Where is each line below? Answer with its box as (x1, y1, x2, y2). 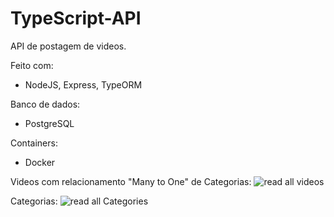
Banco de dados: (10, 98, 81, 110)
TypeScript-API (10, 7, 142, 30)
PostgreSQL (24, 117, 75, 129)
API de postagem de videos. (10, 40, 127, 52)
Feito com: (10, 59, 54, 71)
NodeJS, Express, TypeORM (24, 78, 143, 91)
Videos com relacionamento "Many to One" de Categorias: (10, 175, 252, 187)
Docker (24, 156, 56, 168)
